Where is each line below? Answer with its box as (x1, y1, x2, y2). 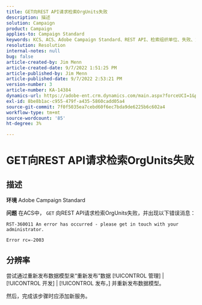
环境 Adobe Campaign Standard (6, 197, 86, 204)
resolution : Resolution (6, 43, 66, 49)
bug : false (6, 54, 34, 60)
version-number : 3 (6, 82, 52, 88)
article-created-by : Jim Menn (6, 59, 82, 65)
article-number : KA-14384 (6, 87, 71, 93)
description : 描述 (6, 14, 50, 20)
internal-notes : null (6, 48, 61, 54)
